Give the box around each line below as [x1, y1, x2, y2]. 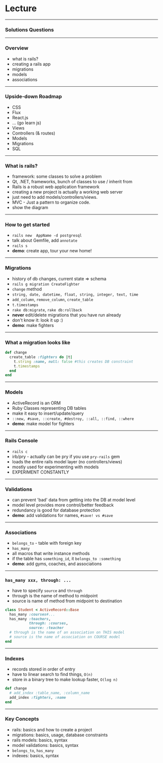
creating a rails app [12, 61, 51, 67]
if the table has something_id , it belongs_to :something [12, 556, 121, 562]
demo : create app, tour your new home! [12, 248, 92, 254]
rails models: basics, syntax [12, 737, 68, 743]
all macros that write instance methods [12, 551, 90, 556]
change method [12, 286, 42, 292]
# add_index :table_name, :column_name [9, 690, 90, 695]
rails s [12, 244, 28, 248]
